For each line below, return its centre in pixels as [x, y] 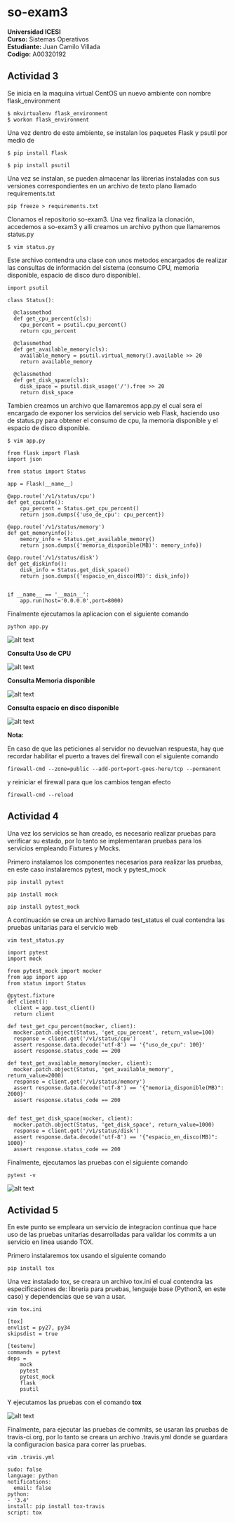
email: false [33, 1488]
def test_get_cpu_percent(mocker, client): [72, 1026]
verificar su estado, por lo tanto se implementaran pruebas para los [105, 841]
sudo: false [25, 1470]
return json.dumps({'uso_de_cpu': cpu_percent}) [92, 514]
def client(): [28, 1002]
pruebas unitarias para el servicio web [62, 927]
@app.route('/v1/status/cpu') [52, 496]
